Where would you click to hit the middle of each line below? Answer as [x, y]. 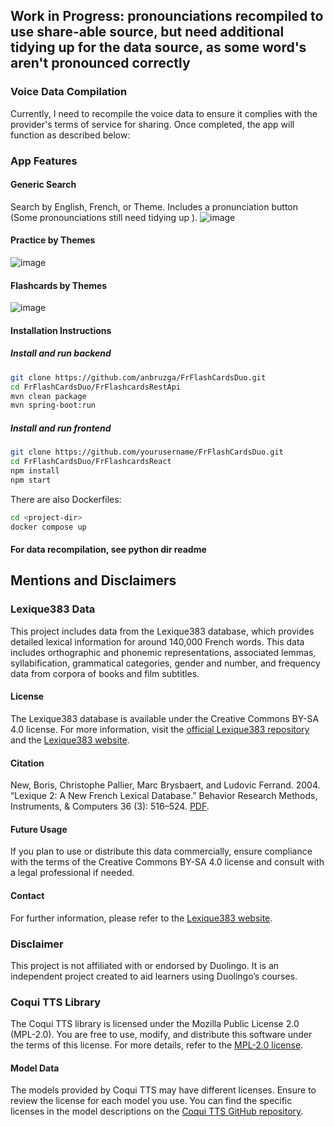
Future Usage [39, 829]
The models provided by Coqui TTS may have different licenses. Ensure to [163, 1090]
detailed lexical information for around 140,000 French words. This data [157, 641]
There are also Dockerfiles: [66, 499]
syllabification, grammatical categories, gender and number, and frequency [165, 663]
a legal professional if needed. [72, 873]
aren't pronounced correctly [100, 63]
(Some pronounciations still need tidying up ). [104, 217]
